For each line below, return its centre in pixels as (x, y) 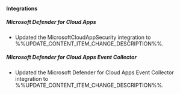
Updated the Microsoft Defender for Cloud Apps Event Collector (95, 72)
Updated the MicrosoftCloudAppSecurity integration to (83, 37)
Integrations (22, 8)
